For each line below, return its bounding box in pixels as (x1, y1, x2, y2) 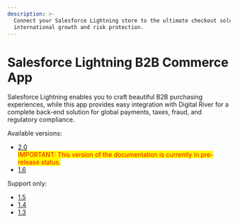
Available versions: (7, 129, 62, 138)
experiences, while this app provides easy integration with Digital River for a (7, 100, 229, 109)
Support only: (7, 179, 47, 188)
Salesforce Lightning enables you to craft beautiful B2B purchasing (7, 93, 203, 102)
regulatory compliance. (7, 115, 75, 124)
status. (41, 158, 62, 167)
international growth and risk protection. (13, 23, 144, 31)
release (17, 158, 40, 167)
